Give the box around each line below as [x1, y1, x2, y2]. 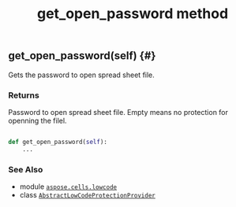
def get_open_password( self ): [8, 138, 108, 146]
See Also [8, 164, 43, 175]
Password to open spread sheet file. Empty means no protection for [8, 107, 229, 116]
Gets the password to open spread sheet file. [8, 70, 155, 79]
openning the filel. [8, 116, 67, 125]
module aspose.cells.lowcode [19, 182, 117, 191]
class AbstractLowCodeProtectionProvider [19, 190, 156, 199]
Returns [8, 90, 39, 101]
